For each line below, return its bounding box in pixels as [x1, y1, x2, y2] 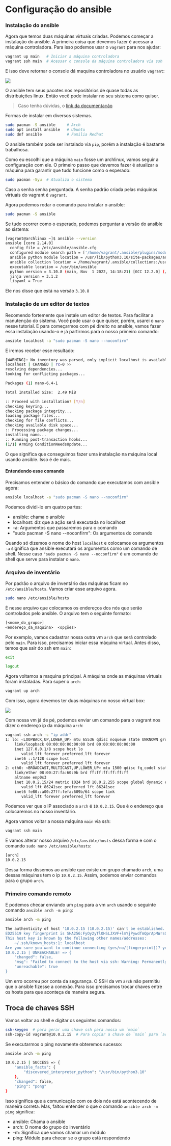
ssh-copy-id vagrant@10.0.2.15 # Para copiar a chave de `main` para [5, 1032, 158, 1037]
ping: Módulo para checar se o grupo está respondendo [12, 1135, 131, 1141]
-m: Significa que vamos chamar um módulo [12, 1129, 106, 1135]
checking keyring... [5, 404, 49, 409]
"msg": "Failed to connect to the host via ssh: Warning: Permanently [14, 960, 167, 965]
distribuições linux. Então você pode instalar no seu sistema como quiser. [5, 93, 159, 99]
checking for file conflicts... [5, 418, 74, 423]
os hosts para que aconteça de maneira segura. [5, 989, 106, 995]
